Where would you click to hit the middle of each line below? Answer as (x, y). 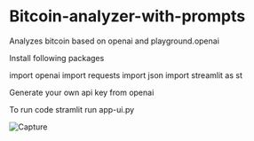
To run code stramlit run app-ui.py (72, 109)
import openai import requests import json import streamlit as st (126, 75)
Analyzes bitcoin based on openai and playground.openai (115, 41)
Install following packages (57, 58)
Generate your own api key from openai (82, 92)
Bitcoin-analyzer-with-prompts (127, 16)
